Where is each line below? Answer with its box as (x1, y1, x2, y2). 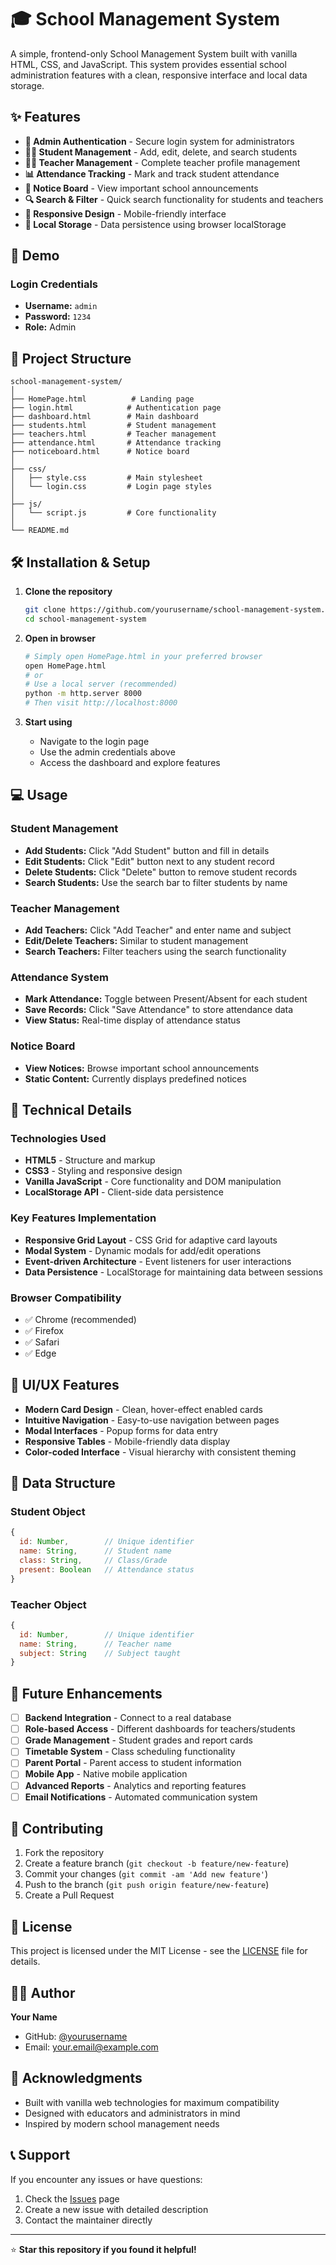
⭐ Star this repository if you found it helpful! (10, 2243, 197, 2255)
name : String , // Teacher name (19, 1639, 172, 1649)
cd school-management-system (24, 614, 147, 624)
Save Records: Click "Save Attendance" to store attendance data (24, 1004, 294, 1016)
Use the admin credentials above (39, 746, 176, 758)
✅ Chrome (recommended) (24, 1313, 137, 1325)
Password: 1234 (24, 311, 92, 323)
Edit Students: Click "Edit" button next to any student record (24, 855, 275, 867)
